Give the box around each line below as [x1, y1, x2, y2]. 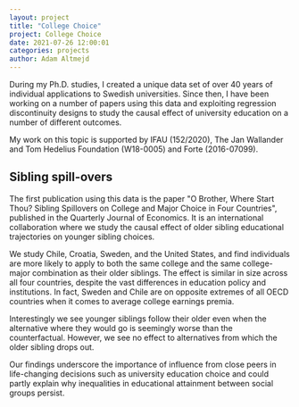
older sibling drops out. [9, 341, 95, 353]
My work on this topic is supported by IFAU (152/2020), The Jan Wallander [9, 135, 284, 145]
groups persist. [9, 387, 65, 398]
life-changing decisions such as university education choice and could [9, 368, 270, 379]
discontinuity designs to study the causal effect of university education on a [9, 108, 288, 118]
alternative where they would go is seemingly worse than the [9, 322, 234, 333]
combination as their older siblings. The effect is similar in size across [32, 267, 288, 278]
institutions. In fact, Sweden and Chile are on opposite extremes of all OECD [9, 287, 289, 297]
